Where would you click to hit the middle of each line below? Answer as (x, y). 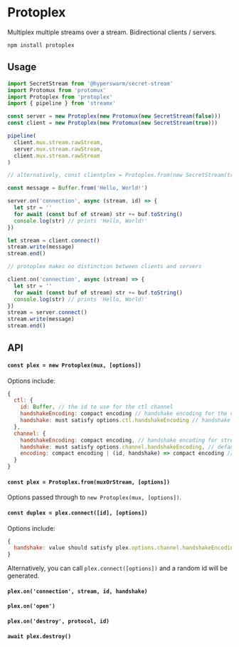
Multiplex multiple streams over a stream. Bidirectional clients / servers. (112, 32)
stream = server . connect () (47, 312)
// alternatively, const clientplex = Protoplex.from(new (95, 175)
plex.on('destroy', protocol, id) (59, 621)
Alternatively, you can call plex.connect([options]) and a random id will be (117, 569)
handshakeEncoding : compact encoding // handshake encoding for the (124, 414)
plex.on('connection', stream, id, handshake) (78, 591)
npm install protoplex (41, 45)
